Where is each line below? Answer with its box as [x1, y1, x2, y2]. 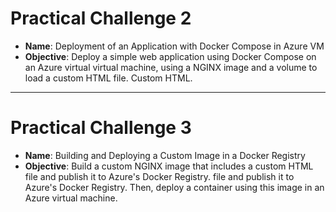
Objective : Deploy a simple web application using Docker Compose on [24, 50, 317, 62]
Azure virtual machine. [24, 192, 118, 204]
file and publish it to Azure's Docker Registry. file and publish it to [24, 170, 295, 182]
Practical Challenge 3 [10, 117, 192, 139]
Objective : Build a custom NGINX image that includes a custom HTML [24, 160, 314, 172]
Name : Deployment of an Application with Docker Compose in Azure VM [24, 40, 325, 52]
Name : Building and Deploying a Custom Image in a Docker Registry [24, 149, 306, 161]
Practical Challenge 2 [10, 7, 192, 30]
